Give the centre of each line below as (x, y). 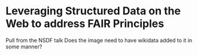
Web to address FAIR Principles (85, 24)
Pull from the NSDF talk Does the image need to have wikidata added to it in (99, 40)
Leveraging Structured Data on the (93, 11)
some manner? (24, 47)
